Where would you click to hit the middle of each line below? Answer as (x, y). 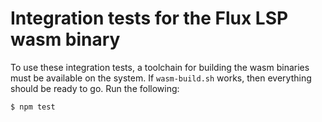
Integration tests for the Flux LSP (149, 18)
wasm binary (65, 39)
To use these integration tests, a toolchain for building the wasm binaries (160, 67)
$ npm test (33, 107)
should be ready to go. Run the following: (95, 88)
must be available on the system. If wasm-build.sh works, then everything (161, 78)
